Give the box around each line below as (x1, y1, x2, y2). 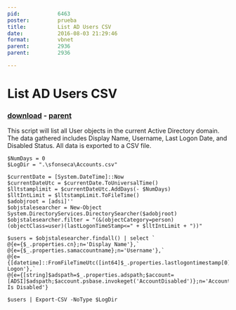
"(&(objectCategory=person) (92, 217, 174, 224)
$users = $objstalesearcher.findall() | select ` (7, 235, 156, 242)
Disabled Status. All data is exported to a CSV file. (7, 142, 152, 150)
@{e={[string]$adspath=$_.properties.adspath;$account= (7, 271, 174, 279)
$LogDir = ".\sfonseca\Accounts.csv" (7, 161, 118, 168)
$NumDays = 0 (7, 155, 46, 162)
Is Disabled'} (7, 284, 49, 291)
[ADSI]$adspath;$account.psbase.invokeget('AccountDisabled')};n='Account (7, 278, 231, 285)
